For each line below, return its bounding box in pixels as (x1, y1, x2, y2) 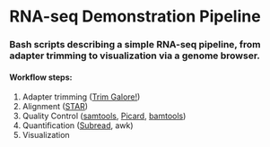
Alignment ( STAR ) (22, 101, 88, 112)
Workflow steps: (9, 72, 73, 82)
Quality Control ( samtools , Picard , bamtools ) (22, 110, 187, 122)
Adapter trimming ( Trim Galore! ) (22, 91, 141, 102)
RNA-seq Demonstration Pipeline (9, 6, 262, 27)
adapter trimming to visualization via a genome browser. (9, 49, 260, 62)
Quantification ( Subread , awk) (22, 120, 134, 131)
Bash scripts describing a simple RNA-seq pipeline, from (9, 39, 261, 51)
